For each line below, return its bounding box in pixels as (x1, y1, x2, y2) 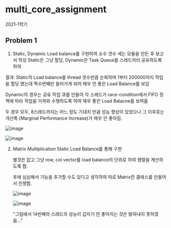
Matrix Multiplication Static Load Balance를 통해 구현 (12, 146, 122, 152)
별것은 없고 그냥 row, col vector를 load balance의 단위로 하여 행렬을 (12, 156, 150, 163)
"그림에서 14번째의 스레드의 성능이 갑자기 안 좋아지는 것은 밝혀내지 (12, 211, 145, 217)
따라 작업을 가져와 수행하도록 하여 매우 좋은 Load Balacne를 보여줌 (14, 98, 148, 104)
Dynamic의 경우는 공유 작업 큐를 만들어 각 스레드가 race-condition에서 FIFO (5, 91, 158, 98)
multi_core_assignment (5, 4, 107, 15)
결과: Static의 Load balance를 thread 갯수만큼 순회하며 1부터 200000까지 (5, 74, 154, 80)
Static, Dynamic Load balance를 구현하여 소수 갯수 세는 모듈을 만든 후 (12, 50, 155, 57)
